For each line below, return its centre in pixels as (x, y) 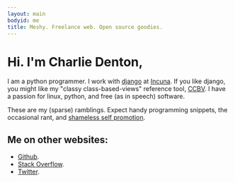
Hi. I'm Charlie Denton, (75, 62)
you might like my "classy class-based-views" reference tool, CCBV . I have (117, 89)
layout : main (27, 14)
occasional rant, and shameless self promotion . (76, 118)
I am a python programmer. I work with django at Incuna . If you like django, (116, 81)
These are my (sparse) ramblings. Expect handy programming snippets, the (117, 110)
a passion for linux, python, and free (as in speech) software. (96, 97)
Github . (28, 157)
